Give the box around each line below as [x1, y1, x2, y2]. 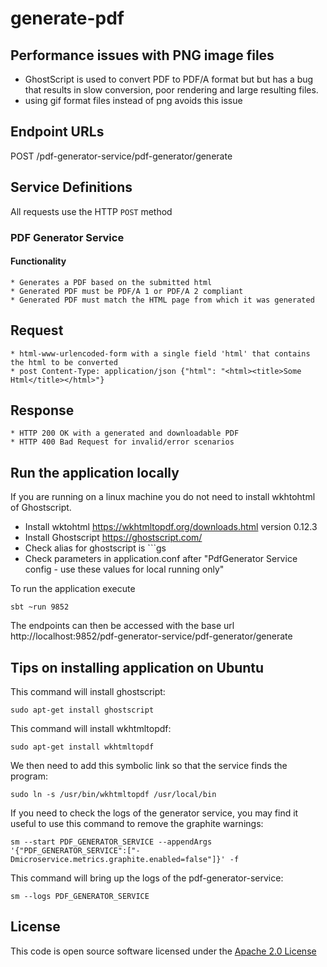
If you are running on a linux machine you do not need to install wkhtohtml [10, 491, 316, 503]
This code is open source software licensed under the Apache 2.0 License [10, 945, 317, 957]
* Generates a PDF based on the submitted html [10, 277, 213, 287]
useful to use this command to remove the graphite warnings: [10, 818, 264, 829]
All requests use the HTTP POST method [10, 205, 173, 217]
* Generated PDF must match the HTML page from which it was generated [10, 295, 315, 305]
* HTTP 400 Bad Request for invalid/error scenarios [10, 437, 235, 447]
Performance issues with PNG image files [10, 47, 275, 64]
